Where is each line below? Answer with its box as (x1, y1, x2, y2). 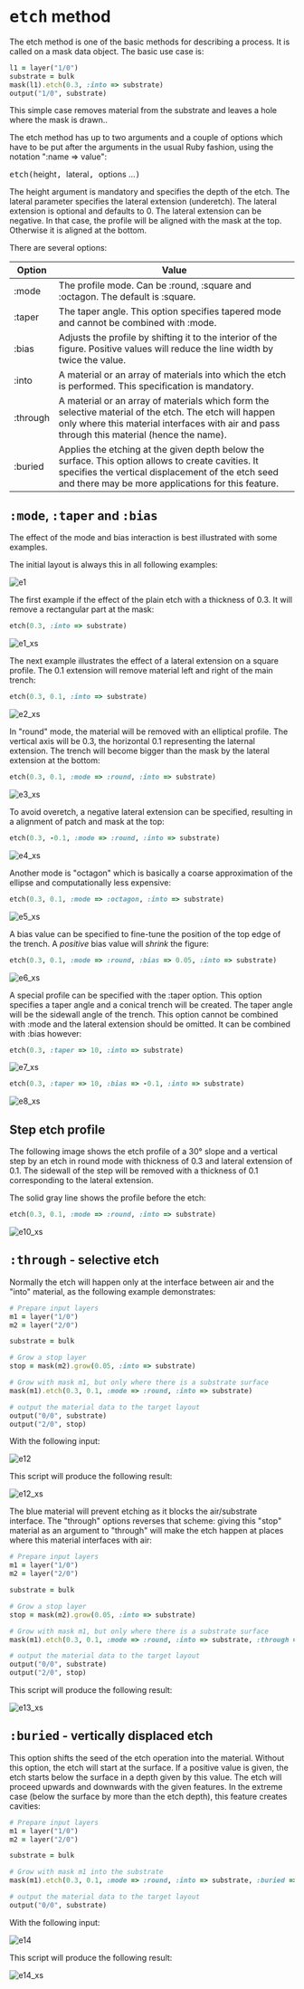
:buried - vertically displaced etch (9, 1728, 214, 1744)
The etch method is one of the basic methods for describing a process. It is (9, 36, 290, 47)
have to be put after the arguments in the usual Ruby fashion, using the (9, 142, 274, 153)
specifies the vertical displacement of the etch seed (58, 466, 279, 479)
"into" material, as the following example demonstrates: (9, 1286, 216, 1296)
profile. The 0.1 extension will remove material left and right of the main (9, 665, 273, 676)
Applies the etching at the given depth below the (58, 444, 265, 456)
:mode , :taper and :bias (9, 508, 158, 523)
